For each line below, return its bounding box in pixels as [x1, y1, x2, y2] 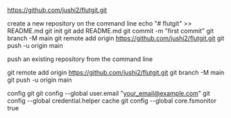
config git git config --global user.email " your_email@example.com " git [7, 90, 210, 97]
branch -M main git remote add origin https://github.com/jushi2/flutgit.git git [7, 34, 225, 42]
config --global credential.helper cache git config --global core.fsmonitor [7, 96, 217, 105]
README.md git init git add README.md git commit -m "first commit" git [7, 27, 214, 35]
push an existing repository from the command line [7, 55, 153, 63]
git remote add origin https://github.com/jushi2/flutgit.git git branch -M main [7, 69, 225, 76]
